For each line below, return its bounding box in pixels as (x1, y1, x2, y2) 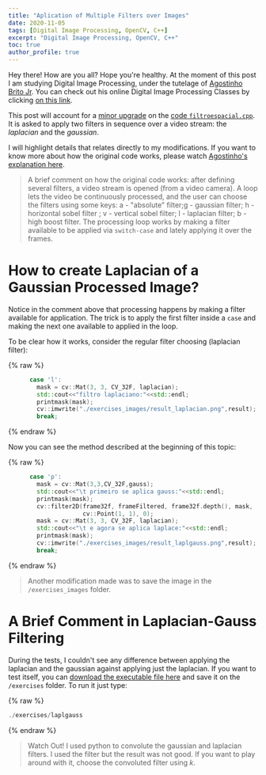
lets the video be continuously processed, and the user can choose (27, 192, 248, 201)
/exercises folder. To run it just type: (8, 680, 128, 690)
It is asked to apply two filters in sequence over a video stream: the (8, 120, 227, 128)
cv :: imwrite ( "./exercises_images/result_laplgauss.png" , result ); (36, 539, 257, 547)
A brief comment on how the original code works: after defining (27, 175, 235, 184)
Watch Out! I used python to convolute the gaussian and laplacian (27, 741, 242, 750)
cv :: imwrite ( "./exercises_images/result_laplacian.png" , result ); (36, 405, 257, 413)
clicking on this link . (8, 96, 73, 104)
